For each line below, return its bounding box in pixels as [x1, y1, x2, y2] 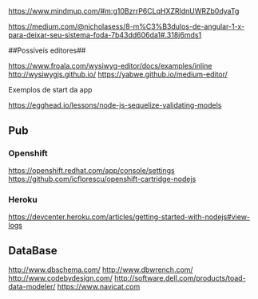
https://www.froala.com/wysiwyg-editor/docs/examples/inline [8, 61, 212, 71]
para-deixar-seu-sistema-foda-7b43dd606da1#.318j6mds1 [8, 30, 202, 40]
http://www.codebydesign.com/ [8, 273, 113, 283]
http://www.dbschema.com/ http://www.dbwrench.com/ [8, 265, 193, 274]
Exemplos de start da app [8, 85, 93, 95]
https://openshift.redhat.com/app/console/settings [8, 166, 175, 175]
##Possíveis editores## [8, 45, 86, 55]
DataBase [8, 243, 58, 258]
